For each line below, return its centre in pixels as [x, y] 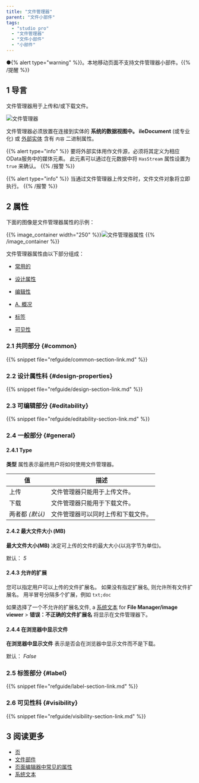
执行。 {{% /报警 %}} [32, 186]
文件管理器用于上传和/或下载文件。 [49, 106]
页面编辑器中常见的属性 [43, 766]
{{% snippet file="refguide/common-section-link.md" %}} [77, 359]
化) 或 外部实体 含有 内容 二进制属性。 [52, 138]
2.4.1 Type [19, 450]
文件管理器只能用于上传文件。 [93, 492]
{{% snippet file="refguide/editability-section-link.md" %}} [78, 419]
